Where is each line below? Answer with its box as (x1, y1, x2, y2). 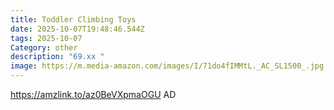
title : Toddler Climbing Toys (10, 14, 137, 25)
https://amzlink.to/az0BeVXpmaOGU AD (10, 89, 177, 100)
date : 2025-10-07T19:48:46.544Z (10, 24, 145, 34)
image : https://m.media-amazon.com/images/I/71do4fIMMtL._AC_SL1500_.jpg (10, 61, 325, 71)
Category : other (10, 42, 78, 53)
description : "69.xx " (10, 52, 105, 62)
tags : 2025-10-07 (10, 33, 83, 43)
